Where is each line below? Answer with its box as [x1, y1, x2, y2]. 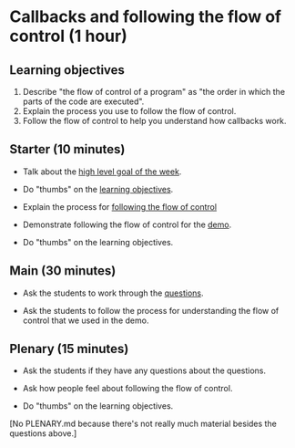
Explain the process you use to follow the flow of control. [22, 106, 237, 116]
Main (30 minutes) [9, 263, 117, 279]
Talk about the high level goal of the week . [22, 166, 182, 177]
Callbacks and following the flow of [9, 6, 282, 27]
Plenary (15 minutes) [9, 341, 129, 357]
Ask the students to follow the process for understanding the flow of [22, 305, 280, 316]
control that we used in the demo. [22, 315, 149, 326]
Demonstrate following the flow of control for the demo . [22, 219, 232, 230]
